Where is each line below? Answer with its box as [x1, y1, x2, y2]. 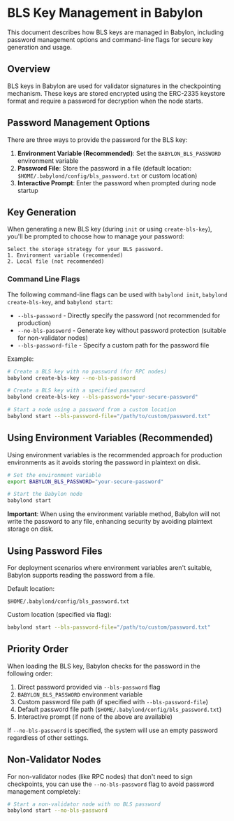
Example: [7, 355, 34, 363]
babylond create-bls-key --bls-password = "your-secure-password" [7, 394, 198, 401]
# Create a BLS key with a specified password [7, 387, 145, 394]
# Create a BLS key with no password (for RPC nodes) [7, 368, 168, 375]
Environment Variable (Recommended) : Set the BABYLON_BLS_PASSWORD [17, 149, 221, 157]
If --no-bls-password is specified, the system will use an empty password [7, 726, 219, 734]
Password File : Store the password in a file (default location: [17, 164, 192, 172]
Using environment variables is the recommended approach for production [7, 450, 223, 459]
